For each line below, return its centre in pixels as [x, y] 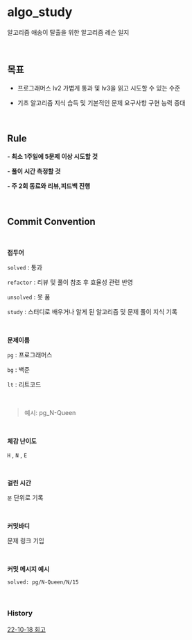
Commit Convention [51, 221]
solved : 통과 [25, 267]
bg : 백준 [18, 370]
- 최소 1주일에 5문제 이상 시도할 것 [53, 156]
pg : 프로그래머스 [30, 355]
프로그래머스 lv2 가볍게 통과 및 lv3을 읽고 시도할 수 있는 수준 [99, 88]
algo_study [40, 12]
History [20, 614]
